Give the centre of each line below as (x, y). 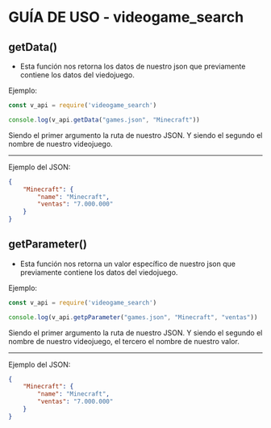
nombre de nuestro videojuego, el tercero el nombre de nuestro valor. (124, 341)
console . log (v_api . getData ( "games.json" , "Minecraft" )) (104, 120)
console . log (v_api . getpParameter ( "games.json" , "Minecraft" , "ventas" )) (133, 317)
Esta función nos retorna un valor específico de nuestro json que (128, 264)
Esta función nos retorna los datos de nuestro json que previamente (133, 66)
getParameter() (48, 245)
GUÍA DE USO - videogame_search (126, 17)
